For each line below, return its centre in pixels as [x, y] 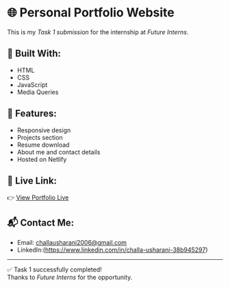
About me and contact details [59, 152]
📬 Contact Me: [40, 223]
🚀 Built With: [34, 54]
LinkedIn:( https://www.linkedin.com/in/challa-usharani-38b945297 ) [112, 250]
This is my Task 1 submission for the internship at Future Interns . [98, 32]
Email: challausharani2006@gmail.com [72, 243]
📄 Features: [32, 113]
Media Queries [38, 92]
